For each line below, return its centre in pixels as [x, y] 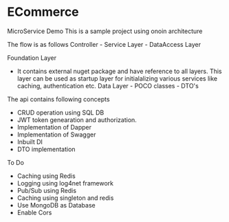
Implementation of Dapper [54, 127]
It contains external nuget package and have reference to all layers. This [119, 71]
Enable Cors [34, 212]
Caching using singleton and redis [65, 198]
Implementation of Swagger [56, 134]
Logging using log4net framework [65, 183]
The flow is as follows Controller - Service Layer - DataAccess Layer [104, 44]
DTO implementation [46, 149]
